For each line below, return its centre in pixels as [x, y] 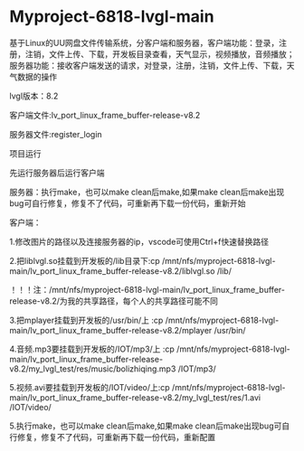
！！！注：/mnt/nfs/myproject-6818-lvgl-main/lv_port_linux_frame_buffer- [147, 289]
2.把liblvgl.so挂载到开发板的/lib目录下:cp [85, 260]
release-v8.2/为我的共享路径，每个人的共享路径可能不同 [114, 301]
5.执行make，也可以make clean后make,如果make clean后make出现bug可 [146, 426]
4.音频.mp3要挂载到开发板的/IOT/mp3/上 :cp [92, 349]
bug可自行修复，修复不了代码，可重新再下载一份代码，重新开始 [128, 203]
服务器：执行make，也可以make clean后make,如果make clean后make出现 [147, 192]
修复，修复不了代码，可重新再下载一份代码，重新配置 [116, 437]
